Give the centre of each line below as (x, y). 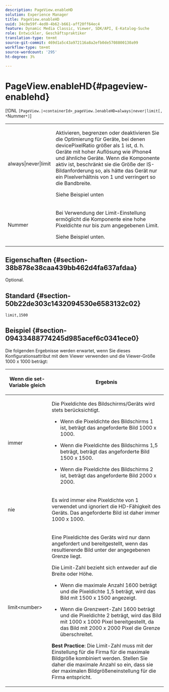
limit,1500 (17, 315)
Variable (19, 385)
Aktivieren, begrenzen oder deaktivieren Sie (107, 133)
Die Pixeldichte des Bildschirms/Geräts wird (103, 404)
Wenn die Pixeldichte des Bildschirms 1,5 (109, 445)
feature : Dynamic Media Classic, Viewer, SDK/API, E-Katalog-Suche (77, 29)
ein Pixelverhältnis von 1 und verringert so (106, 177)
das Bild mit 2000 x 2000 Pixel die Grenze (110, 628)
